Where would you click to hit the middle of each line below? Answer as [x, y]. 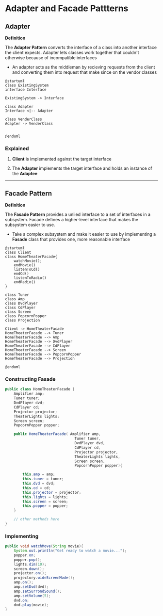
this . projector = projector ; [52, 492]
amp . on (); [24, 583]
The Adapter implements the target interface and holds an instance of [82, 168]
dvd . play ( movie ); [31, 605]
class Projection [23, 321]
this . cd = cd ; [37, 488]
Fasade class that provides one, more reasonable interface [71, 239]
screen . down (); [29, 569]
